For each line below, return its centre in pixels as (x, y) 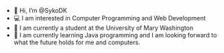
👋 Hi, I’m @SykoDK (40, 11)
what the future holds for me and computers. (77, 42)
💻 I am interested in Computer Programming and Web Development (110, 18)
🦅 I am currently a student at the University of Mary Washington (103, 28)
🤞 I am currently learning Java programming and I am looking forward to (115, 35)
